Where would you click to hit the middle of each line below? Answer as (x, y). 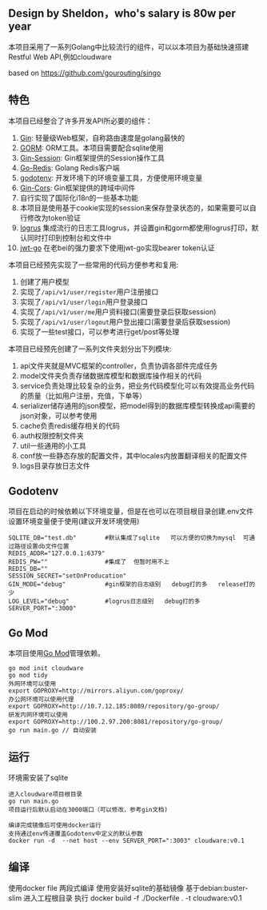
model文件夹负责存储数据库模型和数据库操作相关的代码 (111, 375)
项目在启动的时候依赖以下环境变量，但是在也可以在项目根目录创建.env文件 (131, 511)
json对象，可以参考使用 (58, 415)
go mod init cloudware (46, 669)
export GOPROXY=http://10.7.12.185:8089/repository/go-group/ (114, 706)
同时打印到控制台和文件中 (69, 237)
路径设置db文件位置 (42, 547)
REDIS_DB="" (28, 569)
